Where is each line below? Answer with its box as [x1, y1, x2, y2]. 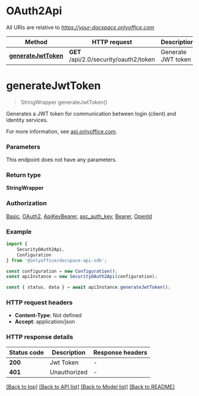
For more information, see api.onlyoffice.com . [6, 127, 117, 135]
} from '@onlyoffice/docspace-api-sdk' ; [6, 257, 108, 263]
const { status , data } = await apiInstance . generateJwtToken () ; [6, 285, 171, 290]
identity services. [6, 116, 49, 123]
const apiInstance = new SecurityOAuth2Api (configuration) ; [6, 274, 158, 280]
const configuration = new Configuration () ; [6, 268, 118, 274]
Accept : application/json [14, 318, 75, 325]
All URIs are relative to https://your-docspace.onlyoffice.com [6, 24, 155, 31]
